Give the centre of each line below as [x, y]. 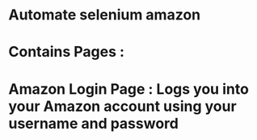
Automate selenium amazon [104, 15]
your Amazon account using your [122, 106]
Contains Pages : [67, 52]
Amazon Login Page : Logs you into [128, 89]
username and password [94, 123]
